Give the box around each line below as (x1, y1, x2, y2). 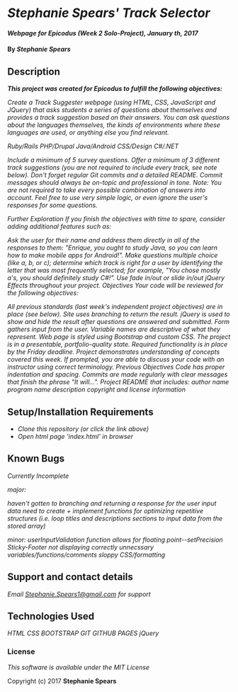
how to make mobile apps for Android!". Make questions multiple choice (7, 251, 218, 259)
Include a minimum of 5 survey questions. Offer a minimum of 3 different (7, 156, 220, 164)
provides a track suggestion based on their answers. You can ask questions (7, 113, 230, 122)
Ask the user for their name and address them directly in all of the (7, 236, 200, 245)
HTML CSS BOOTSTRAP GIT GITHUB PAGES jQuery (7, 629, 159, 637)
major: (7, 485, 26, 493)
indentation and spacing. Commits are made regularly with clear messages (7, 370, 228, 379)
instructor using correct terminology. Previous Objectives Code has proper (7, 363, 225, 372)
